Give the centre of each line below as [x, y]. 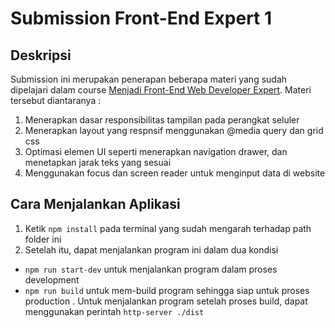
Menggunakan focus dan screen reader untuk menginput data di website [175, 173]
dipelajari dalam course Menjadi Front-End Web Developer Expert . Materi [161, 90]
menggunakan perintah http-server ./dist [114, 311]
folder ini [43, 239]
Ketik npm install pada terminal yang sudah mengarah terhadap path [168, 228]
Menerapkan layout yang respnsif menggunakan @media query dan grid [174, 130]
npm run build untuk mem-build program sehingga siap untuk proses [167, 290]
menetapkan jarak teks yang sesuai [98, 162]
